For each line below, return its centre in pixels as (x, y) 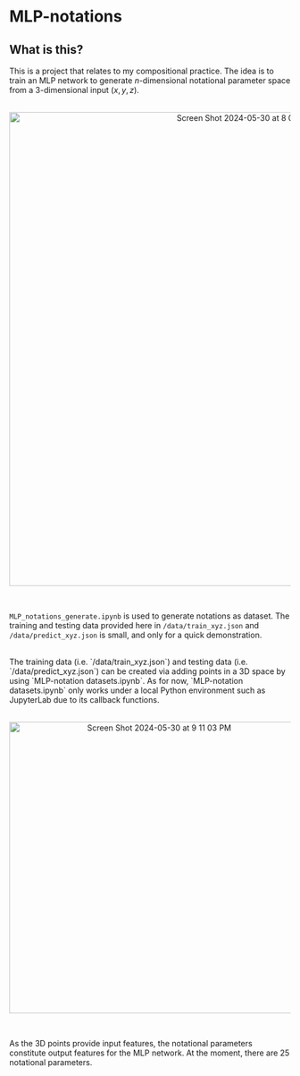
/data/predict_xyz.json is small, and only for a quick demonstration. (136, 635)
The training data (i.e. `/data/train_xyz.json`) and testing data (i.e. (129, 662)
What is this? (46, 50)
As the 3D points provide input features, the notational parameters (131, 1043)
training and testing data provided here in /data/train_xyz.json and (134, 625)
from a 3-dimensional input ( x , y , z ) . (75, 90)
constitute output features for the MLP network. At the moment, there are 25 (150, 1053)
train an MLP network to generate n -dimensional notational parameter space (150, 81)
